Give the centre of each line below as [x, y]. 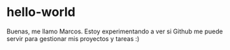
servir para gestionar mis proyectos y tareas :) [73, 38]
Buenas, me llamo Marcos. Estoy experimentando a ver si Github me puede [115, 31]
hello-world [41, 12]
